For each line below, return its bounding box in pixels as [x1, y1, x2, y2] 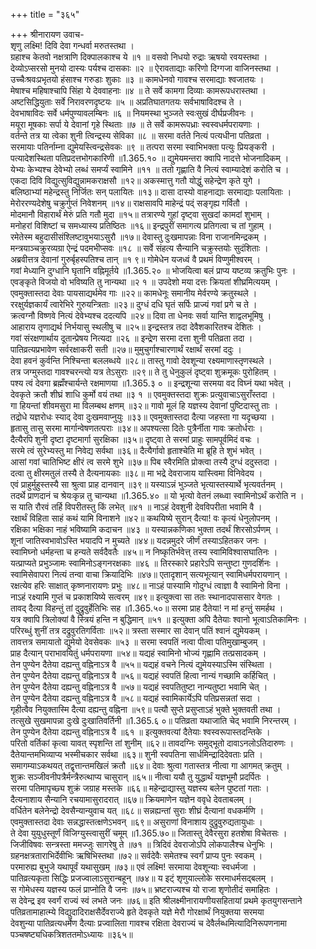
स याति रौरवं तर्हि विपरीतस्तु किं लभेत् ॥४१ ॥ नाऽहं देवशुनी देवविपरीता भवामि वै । [10, 501, 263, 513]
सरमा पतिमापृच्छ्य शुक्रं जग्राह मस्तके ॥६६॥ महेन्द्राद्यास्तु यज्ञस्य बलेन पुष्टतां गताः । [10, 782, 270, 794]
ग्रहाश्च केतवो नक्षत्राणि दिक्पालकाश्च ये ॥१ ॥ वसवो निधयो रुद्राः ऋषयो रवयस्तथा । [10, 51, 268, 63]
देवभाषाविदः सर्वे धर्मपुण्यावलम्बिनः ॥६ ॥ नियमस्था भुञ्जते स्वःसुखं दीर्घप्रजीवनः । [10, 107, 255, 119]
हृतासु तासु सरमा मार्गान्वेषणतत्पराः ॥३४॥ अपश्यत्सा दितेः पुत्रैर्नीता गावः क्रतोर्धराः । [10, 422, 263, 434]
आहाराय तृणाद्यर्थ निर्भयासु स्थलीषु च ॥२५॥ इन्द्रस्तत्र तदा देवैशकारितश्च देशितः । [10, 321, 262, 333]
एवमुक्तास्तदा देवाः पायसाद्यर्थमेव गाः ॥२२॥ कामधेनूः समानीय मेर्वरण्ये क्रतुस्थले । [10, 287, 258, 299]
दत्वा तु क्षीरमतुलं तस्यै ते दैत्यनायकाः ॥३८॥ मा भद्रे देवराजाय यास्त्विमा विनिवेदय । [10, 467, 263, 479]
